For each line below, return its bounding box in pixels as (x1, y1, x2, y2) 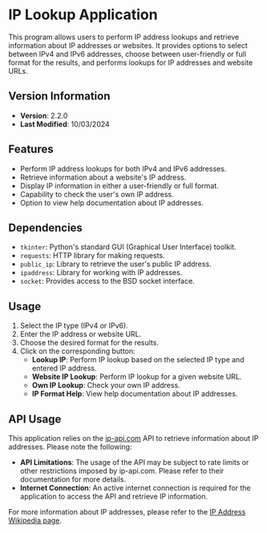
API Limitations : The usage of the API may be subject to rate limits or (19, 458, 249, 466)
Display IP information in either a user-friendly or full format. (19, 180, 219, 190)
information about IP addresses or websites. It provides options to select (8, 40, 248, 50)
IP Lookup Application (8, 6, 158, 24)
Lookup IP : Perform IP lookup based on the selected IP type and (31, 355, 245, 365)
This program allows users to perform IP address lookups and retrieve (8, 32, 240, 42)
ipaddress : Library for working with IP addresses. (19, 268, 183, 277)
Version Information (8, 90, 111, 103)
